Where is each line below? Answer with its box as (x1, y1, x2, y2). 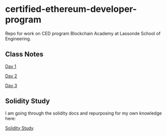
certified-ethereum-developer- (5, 3, 137, 15)
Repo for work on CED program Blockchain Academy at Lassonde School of (5, 30, 161, 36)
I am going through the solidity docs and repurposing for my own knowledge (5, 110, 162, 116)
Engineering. (5, 36, 31, 42)
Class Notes (5, 50, 44, 59)
